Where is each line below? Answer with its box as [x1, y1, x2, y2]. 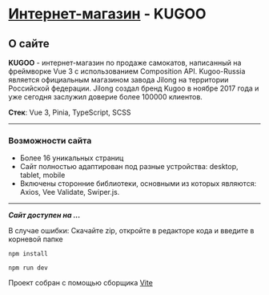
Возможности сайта [8, 135, 92, 146]
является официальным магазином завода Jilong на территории [8, 75, 229, 84]
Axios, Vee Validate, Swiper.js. [19, 188, 120, 197]
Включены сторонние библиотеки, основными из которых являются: [19, 179, 257, 188]
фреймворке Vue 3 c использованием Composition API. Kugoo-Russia [8, 67, 246, 76]
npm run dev [8, 264, 48, 273]
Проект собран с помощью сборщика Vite [8, 278, 154, 288]
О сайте [8, 37, 50, 51]
